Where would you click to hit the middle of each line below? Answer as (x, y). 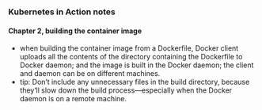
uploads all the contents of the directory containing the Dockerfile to (131, 57)
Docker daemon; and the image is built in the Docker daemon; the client (137, 65)
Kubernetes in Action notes (62, 12)
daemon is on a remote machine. (73, 99)
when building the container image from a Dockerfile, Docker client (129, 48)
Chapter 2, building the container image (75, 31)
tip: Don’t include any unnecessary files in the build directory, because (135, 82)
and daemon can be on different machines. (90, 74)
